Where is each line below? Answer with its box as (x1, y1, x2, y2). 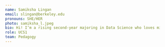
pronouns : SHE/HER (5, 16, 43, 21)
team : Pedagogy (5, 35, 36, 40)
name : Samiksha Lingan (5, 7, 52, 12)
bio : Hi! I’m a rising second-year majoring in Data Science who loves (5, 25, 155, 30)
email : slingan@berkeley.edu (5, 12, 65, 17)
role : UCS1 (5, 30, 27, 35)
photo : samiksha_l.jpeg (5, 21, 54, 26)
